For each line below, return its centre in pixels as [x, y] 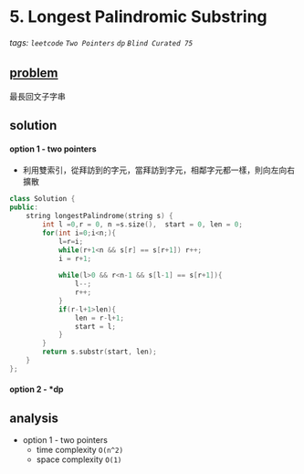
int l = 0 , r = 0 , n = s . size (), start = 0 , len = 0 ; [143, 225]
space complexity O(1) [79, 459]
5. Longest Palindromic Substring [138, 17]
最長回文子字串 [37, 96]
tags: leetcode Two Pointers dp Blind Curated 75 [101, 42]
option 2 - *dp [37, 389]
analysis [34, 418]
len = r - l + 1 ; [100, 318]
